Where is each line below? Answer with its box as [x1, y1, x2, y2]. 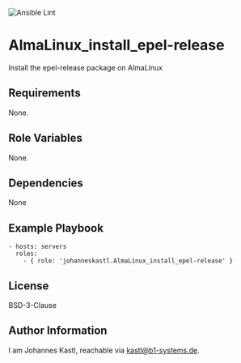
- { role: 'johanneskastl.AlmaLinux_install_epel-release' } [23, 257, 233, 265]
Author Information [8, 324, 108, 338]
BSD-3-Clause [8, 301, 57, 310]
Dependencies [8, 176, 83, 190]
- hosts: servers [8, 243, 67, 251]
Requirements [8, 86, 81, 100]
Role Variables [8, 131, 82, 145]
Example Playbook [8, 221, 104, 235]
